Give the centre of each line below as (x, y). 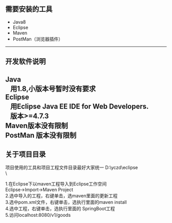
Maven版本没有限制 (37, 126)
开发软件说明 (26, 61)
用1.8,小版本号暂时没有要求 (53, 89)
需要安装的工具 (29, 9)
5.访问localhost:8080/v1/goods (38, 215)
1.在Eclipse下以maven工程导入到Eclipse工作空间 (56, 184)
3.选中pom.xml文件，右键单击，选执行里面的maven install (66, 202)
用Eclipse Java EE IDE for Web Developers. (79, 106)
